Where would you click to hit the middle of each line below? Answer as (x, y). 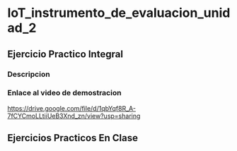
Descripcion (29, 74)
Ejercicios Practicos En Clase (73, 138)
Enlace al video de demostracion (64, 93)
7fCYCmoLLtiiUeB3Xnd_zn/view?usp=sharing (74, 116)
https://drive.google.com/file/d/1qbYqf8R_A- (72, 108)
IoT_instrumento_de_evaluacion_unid (119, 13)
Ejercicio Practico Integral (65, 54)
